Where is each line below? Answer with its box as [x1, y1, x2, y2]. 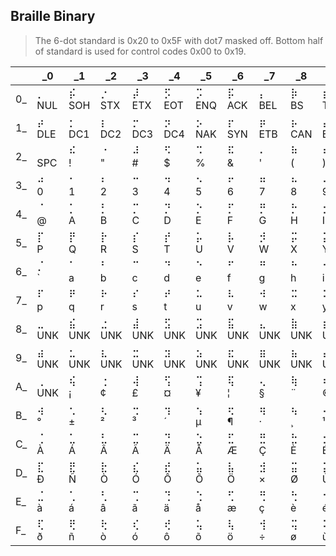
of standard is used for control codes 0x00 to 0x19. [34, 45, 247, 57]
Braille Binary [10, 8, 96, 25]
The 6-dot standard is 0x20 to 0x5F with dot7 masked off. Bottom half [34, 34, 324, 46]
